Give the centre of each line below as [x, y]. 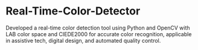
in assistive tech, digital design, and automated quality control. [83, 40]
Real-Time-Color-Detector [73, 11]
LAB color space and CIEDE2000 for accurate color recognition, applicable [99, 34]
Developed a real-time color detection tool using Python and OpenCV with [98, 28]
